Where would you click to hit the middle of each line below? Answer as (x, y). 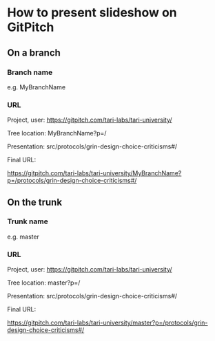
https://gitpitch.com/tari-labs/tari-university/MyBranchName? (94, 173)
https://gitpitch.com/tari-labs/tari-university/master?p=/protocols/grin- (107, 323)
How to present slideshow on (92, 13)
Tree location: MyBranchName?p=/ (57, 133)
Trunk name (28, 221)
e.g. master (23, 236)
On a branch (34, 53)
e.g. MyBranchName (37, 87)
